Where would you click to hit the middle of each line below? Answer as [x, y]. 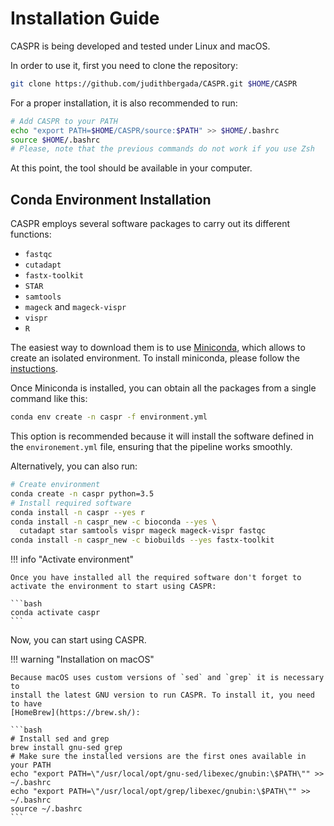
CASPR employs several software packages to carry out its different [150, 224]
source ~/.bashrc [46, 809]
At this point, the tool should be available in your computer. [131, 168]
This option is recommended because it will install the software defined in [162, 436]
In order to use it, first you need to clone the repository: [124, 65]
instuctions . [34, 369]
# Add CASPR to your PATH [64, 121]
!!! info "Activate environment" [72, 559]
